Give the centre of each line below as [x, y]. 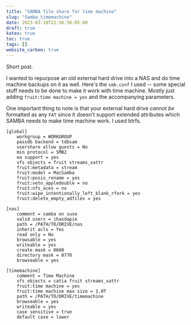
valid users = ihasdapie [47, 219]
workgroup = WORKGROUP [44, 137]
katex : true [21, 34]
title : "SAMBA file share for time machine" [61, 11]
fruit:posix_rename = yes [48, 178]
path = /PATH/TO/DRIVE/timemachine [60, 296]
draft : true [21, 28]
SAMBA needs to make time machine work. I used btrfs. [74, 121]
